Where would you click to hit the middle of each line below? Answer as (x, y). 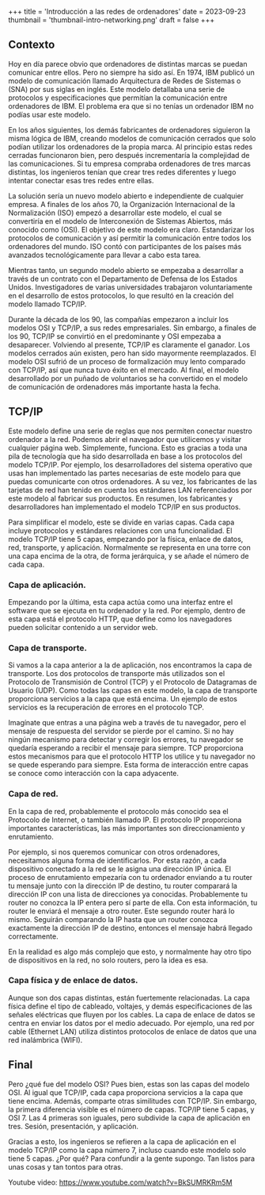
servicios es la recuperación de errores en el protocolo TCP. (106, 707)
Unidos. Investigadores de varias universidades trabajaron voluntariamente (131, 287)
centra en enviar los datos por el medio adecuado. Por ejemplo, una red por (131, 1023)
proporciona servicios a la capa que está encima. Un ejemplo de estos (123, 699)
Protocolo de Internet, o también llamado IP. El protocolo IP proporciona (125, 820)
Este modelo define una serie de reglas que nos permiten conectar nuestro (131, 431)
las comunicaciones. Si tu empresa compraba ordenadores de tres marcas (130, 163)
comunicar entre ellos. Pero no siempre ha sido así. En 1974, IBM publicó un (131, 72)
